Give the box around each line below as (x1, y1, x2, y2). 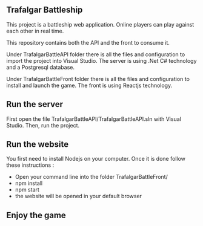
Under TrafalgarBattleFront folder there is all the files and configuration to (6, 75, 190, 82)
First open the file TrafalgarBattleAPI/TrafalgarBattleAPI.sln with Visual (6, 115, 182, 123)
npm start (15, 186, 39, 193)
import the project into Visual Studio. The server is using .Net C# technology (6, 57, 197, 64)
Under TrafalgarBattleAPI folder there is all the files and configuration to (6, 51, 185, 58)
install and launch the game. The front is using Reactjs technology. (6, 82, 173, 89)
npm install (15, 179, 43, 187)
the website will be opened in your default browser (15, 193, 142, 200)
